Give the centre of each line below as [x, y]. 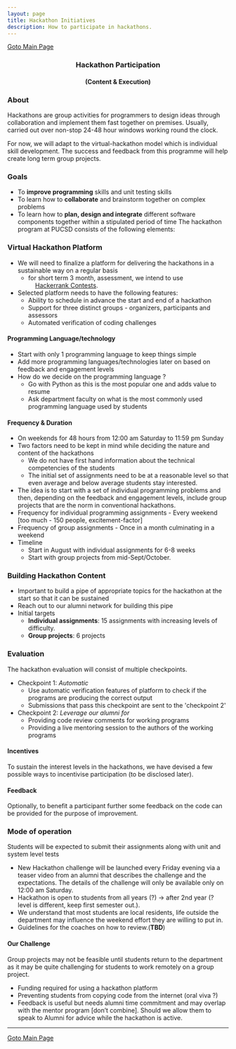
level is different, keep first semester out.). [79, 905]
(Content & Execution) [118, 81]
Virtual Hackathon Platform [55, 248]
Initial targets [36, 613]
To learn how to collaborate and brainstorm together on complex [111, 199]
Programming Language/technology [61, 338]
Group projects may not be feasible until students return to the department [115, 959]
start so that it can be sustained [63, 598]
